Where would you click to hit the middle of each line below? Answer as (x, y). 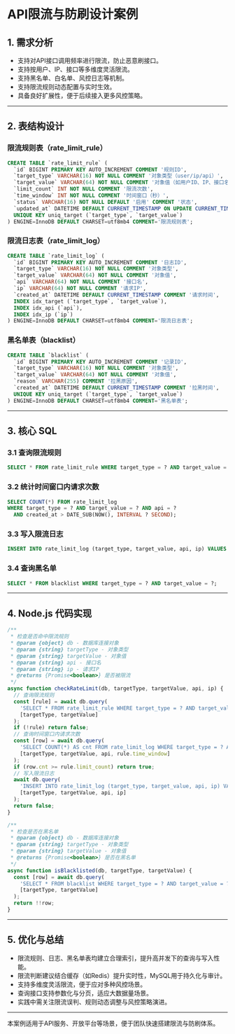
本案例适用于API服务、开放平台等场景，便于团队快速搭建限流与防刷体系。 (113, 1023)
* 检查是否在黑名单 (34, 832)
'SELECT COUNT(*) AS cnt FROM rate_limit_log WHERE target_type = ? (122, 747)
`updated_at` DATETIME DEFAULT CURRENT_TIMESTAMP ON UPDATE (103, 208)
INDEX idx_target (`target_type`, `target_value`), (91, 301)
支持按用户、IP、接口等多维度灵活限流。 (76, 69)
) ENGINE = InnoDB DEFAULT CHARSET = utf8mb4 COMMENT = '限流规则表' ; (100, 221)
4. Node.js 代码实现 (50, 613)
